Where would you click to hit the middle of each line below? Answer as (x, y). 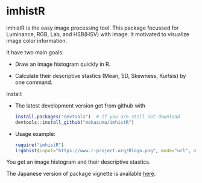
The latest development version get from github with (80, 105)
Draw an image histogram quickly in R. (63, 64)
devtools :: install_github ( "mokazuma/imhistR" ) (74, 122)
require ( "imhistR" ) (39, 145)
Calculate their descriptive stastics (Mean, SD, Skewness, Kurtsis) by (100, 75)
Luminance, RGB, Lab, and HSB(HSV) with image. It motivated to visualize (98, 34)
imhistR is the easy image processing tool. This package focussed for (93, 28)
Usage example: (35, 133)
